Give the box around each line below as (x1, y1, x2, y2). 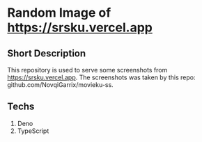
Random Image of (7, 5, 111, 21)
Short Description (7, 47, 86, 59)
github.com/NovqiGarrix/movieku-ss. (7, 81, 114, 88)
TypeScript (17, 127, 49, 135)
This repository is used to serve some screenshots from (7, 66, 168, 74)
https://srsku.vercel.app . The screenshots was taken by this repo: (7, 73, 196, 81)
